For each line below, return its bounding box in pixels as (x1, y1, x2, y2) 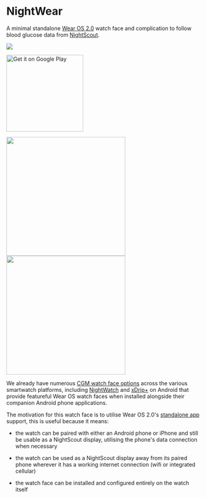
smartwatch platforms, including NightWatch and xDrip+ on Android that (6, 386, 189, 393)
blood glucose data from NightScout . (6, 31, 100, 38)
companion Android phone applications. (6, 399, 107, 406)
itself (15, 486, 28, 493)
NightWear (6, 4, 63, 18)
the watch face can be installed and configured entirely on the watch (15, 479, 189, 486)
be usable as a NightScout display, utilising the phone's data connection (15, 435, 197, 443)
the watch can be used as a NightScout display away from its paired (15, 454, 188, 461)
